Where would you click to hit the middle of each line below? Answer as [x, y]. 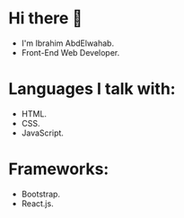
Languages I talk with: [92, 89]
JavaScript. [43, 133]
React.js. [38, 203]
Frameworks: [59, 169]
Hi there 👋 [45, 18]
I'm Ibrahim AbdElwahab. [67, 43]
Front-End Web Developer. [70, 52]
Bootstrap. [40, 194]
